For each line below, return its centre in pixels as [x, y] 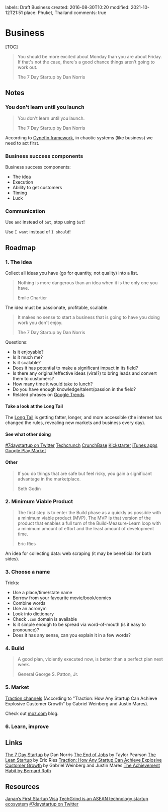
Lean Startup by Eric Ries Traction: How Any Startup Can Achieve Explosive [83, 760]
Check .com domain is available [45, 619]
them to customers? [33, 378]
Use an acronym [29, 609]
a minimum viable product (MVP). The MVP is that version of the [84, 518]
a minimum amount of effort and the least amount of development [86, 528]
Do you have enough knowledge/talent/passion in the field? [74, 389]
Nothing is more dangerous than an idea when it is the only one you [88, 282]
